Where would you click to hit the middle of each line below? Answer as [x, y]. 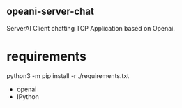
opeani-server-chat [51, 11]
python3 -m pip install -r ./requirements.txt [68, 75]
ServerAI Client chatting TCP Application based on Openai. [91, 28]
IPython [28, 96]
